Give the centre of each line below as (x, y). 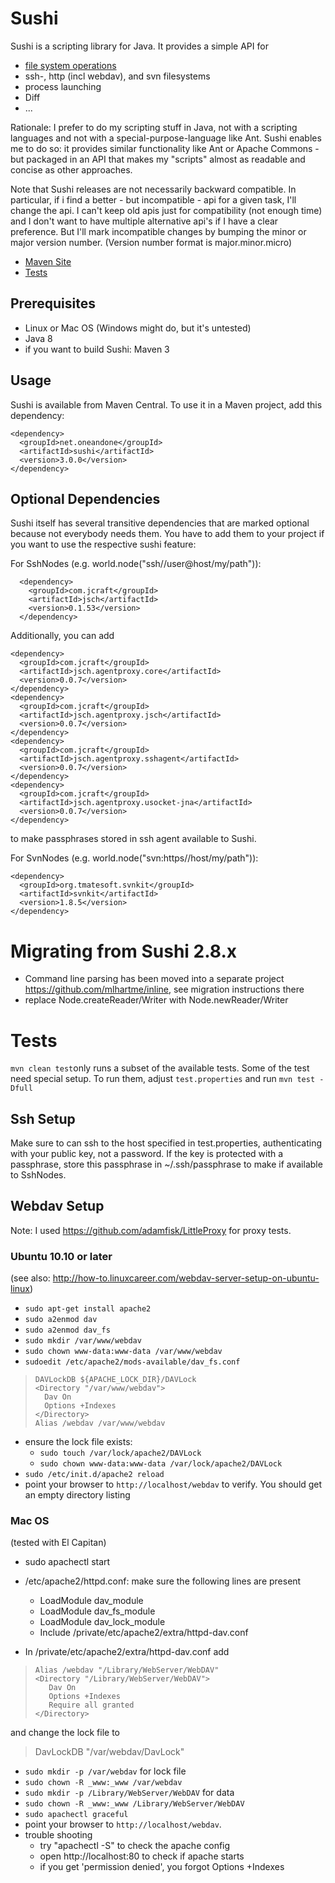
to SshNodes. (38, 1175)
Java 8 (38, 338)
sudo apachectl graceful (76, 1815)
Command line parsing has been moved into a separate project (154, 979)
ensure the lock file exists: (78, 1442)
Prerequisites (53, 303)
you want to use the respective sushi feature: (103, 544)
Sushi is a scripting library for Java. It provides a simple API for (139, 46)
